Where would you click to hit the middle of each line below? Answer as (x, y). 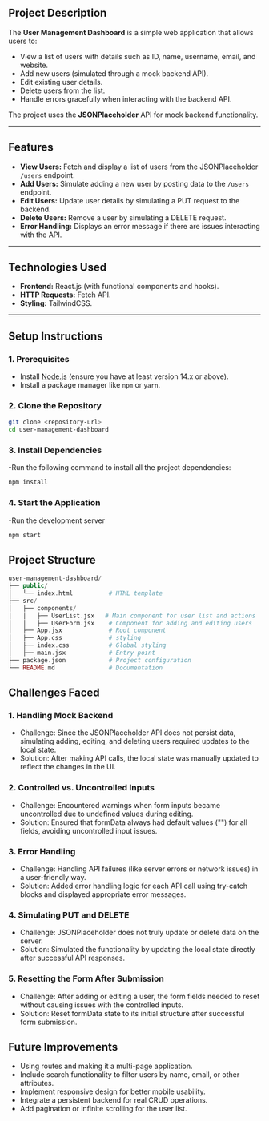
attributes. (37, 1083)
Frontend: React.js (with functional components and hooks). (119, 287)
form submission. (48, 1022)
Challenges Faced (54, 693)
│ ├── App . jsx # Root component (87, 631)
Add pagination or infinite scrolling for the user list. (103, 1109)
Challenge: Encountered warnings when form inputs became (120, 805)
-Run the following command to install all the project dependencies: (120, 468)
